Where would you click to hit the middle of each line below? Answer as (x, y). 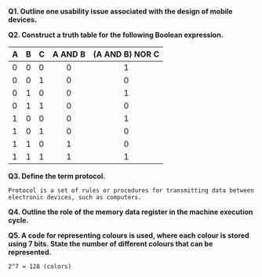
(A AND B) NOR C (126, 54)
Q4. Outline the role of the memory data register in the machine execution (131, 212)
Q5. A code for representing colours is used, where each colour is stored (129, 235)
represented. (30, 252)
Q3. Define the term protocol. (57, 176)
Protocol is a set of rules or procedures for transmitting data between (131, 191)
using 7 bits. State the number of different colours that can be (111, 244)
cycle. (18, 220)
